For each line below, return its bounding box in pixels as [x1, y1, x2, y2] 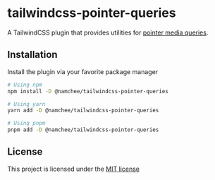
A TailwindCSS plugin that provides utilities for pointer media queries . [7, 28, 209, 37]
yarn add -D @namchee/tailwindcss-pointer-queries [7, 107, 159, 114]
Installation [7, 49, 58, 61]
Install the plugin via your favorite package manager [7, 67, 159, 76]
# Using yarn [7, 100, 46, 107]
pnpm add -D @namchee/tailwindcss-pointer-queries [7, 126, 159, 133]
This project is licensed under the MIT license [7, 164, 140, 173]
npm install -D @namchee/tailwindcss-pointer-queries [7, 88, 169, 95]
